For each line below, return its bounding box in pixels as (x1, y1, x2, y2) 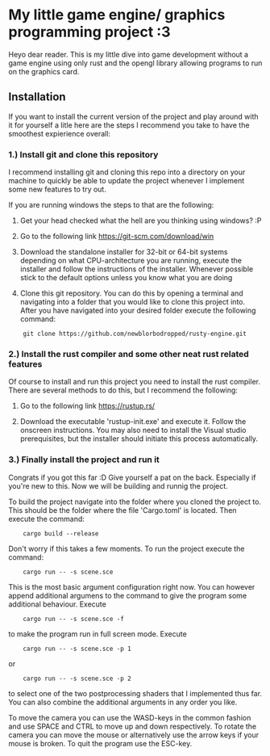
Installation (8, 90, 66, 104)
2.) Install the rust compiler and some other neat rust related (8, 348, 250, 359)
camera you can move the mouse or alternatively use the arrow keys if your (8, 729, 260, 740)
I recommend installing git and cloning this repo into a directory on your (8, 167, 246, 177)
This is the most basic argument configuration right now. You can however (8, 582, 255, 591)
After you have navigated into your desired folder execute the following (19, 305, 256, 316)
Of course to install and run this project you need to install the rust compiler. (8, 377, 260, 387)
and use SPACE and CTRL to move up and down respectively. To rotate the (8, 721, 257, 731)
